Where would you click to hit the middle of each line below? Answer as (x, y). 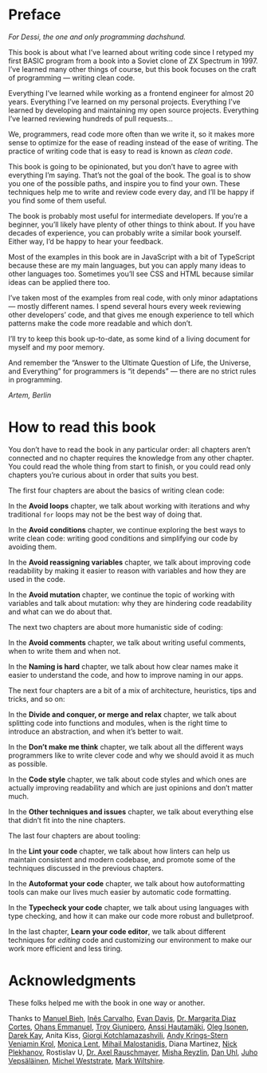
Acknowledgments (73, 981)
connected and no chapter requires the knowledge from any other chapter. (131, 457)
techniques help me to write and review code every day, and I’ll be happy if (132, 192)
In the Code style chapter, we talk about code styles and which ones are (128, 779)
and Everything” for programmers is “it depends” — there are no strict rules (132, 371)
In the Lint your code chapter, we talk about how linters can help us (119, 851)
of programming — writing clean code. (72, 77)
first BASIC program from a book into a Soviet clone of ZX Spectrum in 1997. (133, 61)
